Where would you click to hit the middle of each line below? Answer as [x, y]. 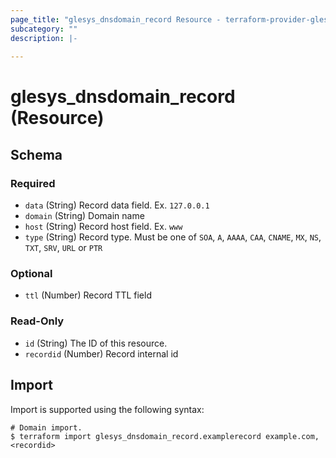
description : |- [44, 38]
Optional [31, 274]
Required [33, 183]
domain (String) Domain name [84, 216]
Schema [36, 154]
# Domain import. [46, 427]
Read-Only [37, 321]
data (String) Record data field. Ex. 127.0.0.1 [117, 205]
